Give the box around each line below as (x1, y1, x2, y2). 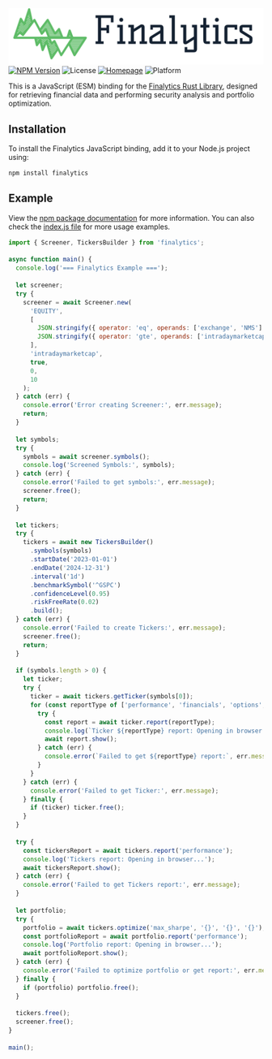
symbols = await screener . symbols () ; (23, 452, 151, 460)
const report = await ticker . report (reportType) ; (44, 718, 216, 726)
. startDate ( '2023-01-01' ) (29, 555, 117, 564)
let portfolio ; (15, 906, 67, 914)
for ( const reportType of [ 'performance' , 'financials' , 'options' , (29, 701, 266, 709)
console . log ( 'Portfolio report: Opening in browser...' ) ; (23, 940, 223, 949)
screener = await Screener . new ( (23, 298, 132, 306)
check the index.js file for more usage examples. (8, 222, 171, 231)
